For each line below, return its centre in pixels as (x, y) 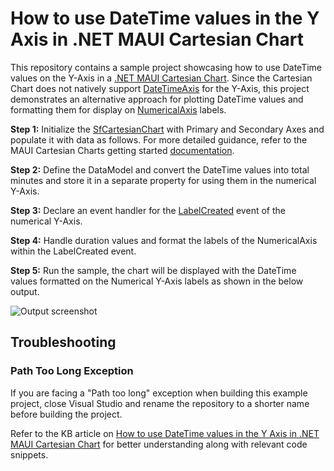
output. (25, 291)
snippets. (29, 454)
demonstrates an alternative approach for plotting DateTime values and (157, 99)
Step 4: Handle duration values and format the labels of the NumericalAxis (164, 240)
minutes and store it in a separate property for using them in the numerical (163, 180)
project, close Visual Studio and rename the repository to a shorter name (160, 403)
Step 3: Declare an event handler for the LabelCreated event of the (148, 210)
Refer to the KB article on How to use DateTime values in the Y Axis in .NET (165, 433)
